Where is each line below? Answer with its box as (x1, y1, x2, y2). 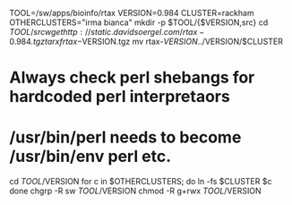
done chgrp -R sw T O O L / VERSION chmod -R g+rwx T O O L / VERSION (9, 185, 262, 196)
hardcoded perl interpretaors (9, 87, 230, 107)
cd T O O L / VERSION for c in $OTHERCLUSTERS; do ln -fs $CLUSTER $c (9, 176, 272, 187)
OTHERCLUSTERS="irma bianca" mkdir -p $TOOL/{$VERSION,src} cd (9, 17, 269, 28)
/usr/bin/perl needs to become (9, 127, 242, 148)
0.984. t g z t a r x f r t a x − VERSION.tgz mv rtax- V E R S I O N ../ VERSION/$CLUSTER (9, 36, 284, 47)
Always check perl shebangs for (9, 67, 255, 88)
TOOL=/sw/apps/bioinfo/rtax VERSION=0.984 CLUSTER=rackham (9, 8, 254, 18)
